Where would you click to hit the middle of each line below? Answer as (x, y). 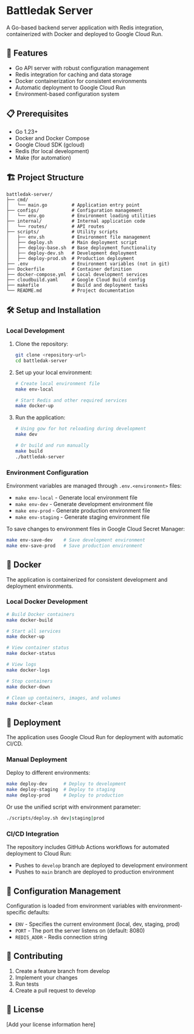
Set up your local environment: (54, 372)
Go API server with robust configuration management (82, 68)
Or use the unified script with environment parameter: (74, 807)
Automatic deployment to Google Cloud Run (70, 87)
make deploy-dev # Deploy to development (66, 784)
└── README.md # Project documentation (71, 291)
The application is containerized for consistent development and (87, 579)
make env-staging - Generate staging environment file (82, 517)
